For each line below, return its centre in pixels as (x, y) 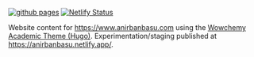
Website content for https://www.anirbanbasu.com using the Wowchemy (127, 27)
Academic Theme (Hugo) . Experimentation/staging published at (112, 36)
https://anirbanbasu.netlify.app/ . (61, 44)
